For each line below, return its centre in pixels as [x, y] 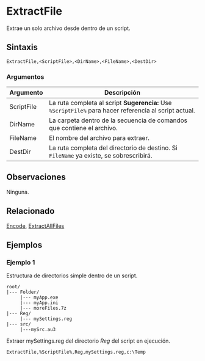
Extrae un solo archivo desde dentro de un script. [68, 28]
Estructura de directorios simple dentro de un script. [72, 275]
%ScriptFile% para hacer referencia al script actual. [122, 111]
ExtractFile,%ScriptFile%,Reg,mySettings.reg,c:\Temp [76, 352]
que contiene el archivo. [83, 128]
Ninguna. [18, 192]
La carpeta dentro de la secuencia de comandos [118, 120]
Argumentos [25, 76]
